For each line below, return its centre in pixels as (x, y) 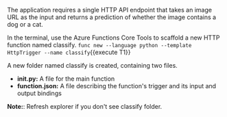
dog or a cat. (25, 24)
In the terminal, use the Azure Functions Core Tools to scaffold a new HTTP (113, 38)
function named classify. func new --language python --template (99, 45)
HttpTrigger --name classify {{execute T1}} (69, 52)
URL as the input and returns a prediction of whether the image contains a (112, 17)
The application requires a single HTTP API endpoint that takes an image (110, 10)
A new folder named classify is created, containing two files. (93, 65)
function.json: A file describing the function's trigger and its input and (117, 86)
